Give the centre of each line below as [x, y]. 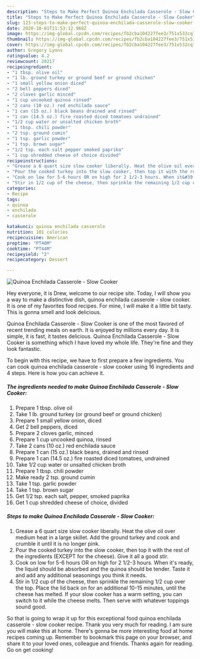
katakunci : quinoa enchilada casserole [56, 227]
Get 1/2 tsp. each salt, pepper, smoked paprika [72, 496]
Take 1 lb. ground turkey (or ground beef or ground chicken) [89, 414]
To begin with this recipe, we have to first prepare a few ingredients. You [96, 360]
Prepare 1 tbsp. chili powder [49, 471]
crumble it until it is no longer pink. [58, 544]
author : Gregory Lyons [35, 50]
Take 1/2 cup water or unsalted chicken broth [71, 465]
